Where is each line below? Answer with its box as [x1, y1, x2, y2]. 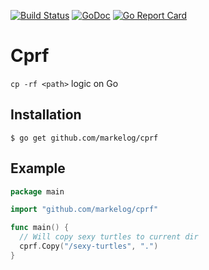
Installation [10, 106, 82, 124]
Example [10, 160, 66, 177]
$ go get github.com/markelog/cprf [10, 133, 159, 143]
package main [10, 186, 65, 197]
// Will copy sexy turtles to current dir [19, 232, 199, 242]
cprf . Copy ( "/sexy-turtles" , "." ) [19, 241, 159, 252]
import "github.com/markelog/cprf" [10, 205, 159, 215]
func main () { [10, 223, 70, 233]
